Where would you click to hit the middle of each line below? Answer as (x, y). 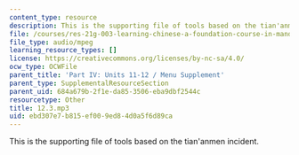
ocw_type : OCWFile (43, 67)
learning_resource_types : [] (63, 50)
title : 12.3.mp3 (39, 108)
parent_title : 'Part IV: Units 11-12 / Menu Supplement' (117, 75)
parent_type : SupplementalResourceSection (89, 83)
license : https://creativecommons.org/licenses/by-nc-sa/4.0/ (127, 58)
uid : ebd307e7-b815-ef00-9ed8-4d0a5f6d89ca (91, 116)
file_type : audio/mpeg (51, 42)
